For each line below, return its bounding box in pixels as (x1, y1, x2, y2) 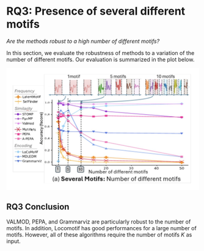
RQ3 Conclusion (6, 202, 70, 212)
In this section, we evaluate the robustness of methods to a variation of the (6, 49, 195, 56)
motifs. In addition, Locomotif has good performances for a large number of (6, 224, 197, 231)
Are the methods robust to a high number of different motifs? (6, 37, 160, 45)
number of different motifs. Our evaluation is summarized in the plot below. (6, 56, 195, 63)
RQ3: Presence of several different (6, 4, 186, 18)
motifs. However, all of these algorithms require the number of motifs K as (6, 231, 192, 238)
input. (6, 237, 21, 245)
